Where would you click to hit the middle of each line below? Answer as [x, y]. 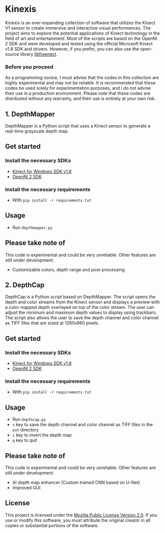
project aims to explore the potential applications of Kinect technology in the [82, 33]
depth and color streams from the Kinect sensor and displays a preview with [82, 302]
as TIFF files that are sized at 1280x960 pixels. [52, 323]
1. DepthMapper [30, 114]
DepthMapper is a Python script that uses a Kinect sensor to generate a [78, 126]
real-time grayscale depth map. [37, 131]
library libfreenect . [39, 54]
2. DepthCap [25, 285]
